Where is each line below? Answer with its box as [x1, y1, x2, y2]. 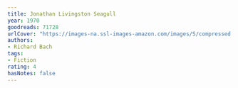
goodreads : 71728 [7, 23, 59, 31]
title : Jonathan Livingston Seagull [7, 10, 116, 18]
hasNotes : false [7, 70, 56, 77]
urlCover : [7, 30, 37, 38]
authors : [7, 37, 33, 44]
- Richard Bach [7, 43, 53, 50]
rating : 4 [7, 63, 37, 70]
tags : [7, 50, 24, 57]
